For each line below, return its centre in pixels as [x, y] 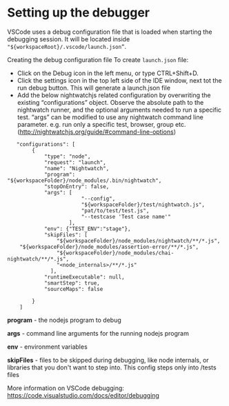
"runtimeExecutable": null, [84, 277]
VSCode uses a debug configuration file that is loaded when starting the [110, 32]
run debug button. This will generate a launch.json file [94, 88]
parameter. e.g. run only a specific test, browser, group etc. [101, 124]
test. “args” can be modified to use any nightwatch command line [110, 117]
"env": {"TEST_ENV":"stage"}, [87, 229]
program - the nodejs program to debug [64, 320]
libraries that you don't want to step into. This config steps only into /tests [112, 367]
